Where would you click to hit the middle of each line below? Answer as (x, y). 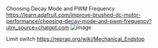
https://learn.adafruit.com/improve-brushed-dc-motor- (73, 15)
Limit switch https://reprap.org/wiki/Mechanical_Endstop (75, 39)
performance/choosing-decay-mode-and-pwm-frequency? (79, 21)
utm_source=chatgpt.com (38, 27)
